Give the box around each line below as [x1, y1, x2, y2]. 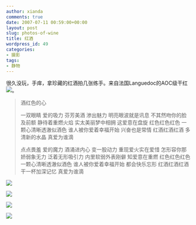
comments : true [6, 14, 43, 20]
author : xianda [6, 8, 43, 15]
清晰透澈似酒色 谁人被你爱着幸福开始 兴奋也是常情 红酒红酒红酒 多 [30, 126, 191, 133]
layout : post [6, 25, 38, 31]
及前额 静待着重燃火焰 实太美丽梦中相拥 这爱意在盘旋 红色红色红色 [20, 119, 180, 126]
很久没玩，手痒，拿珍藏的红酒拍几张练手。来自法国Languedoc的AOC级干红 [6, 79, 188, 86]
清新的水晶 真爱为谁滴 [20, 134, 74, 141]
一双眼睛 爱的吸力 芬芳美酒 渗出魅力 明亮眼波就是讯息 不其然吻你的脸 [20, 112, 187, 119]
